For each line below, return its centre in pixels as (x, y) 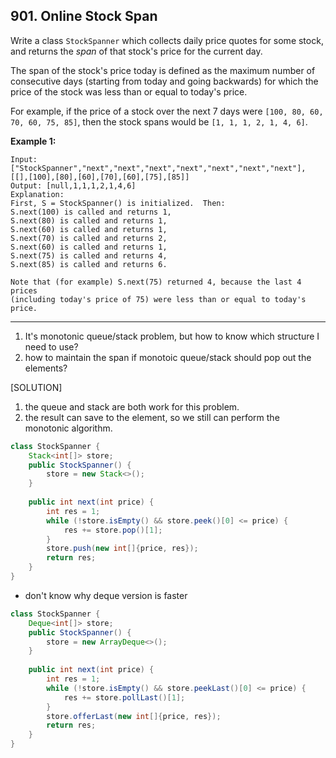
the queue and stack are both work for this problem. (132, 406)
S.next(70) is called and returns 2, (89, 238)
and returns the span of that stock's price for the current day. (136, 51)
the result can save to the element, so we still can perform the (152, 417)
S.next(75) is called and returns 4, (89, 255)
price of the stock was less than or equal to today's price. (129, 91)
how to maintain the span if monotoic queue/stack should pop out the (168, 357)
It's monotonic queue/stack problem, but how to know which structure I (172, 336)
